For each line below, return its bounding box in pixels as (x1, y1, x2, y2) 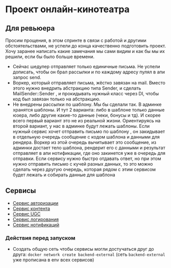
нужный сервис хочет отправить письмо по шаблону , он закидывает (12, 128, 165, 135)
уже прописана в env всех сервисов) (12, 257, 94, 263)
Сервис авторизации (12, 200, 59, 206)
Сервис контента (12, 205, 50, 211)
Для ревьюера (5, 24, 55, 33)
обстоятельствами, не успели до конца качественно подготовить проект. (5, 43, 166, 49)
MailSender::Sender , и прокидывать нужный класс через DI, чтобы (12, 91, 159, 96)
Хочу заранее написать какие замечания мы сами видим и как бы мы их (5, 48, 165, 54)
